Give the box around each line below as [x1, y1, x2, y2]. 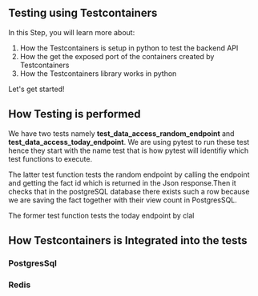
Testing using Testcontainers [8, 6, 158, 20]
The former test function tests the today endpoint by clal [8, 210, 195, 220]
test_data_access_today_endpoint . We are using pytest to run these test [8, 137, 250, 146]
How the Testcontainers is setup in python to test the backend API [19, 43, 239, 53]
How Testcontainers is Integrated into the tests [8, 234, 248, 247]
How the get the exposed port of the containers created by [19, 51, 215, 61]
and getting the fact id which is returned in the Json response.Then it [8, 178, 236, 187]
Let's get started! [8, 84, 66, 94]
